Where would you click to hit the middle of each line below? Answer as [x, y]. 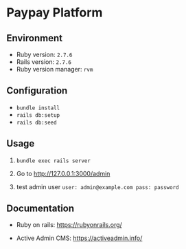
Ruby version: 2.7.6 [44, 54]
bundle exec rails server [53, 161]
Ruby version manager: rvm [55, 69]
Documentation [40, 209]
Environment [35, 38]
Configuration [37, 91]
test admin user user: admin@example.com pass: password [97, 186]
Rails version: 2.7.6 [44, 62]
